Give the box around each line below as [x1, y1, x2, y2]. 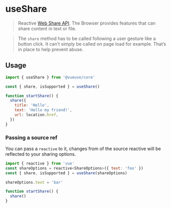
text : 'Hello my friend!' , [14, 108, 72, 113]
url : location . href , [14, 112, 59, 117]
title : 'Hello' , [14, 103, 50, 108]
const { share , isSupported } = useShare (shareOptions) [5, 170, 127, 176]
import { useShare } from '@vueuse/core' [5, 75, 96, 80]
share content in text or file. [17, 25, 77, 31]
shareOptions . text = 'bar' [5, 180, 63, 185]
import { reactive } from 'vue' [5, 161, 74, 166]
